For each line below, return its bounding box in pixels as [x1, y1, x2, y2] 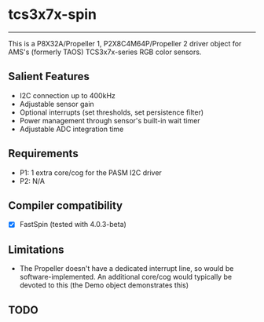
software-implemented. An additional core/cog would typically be [19, 273, 233, 282]
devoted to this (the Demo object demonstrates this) [19, 280, 189, 290]
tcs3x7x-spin [8, 5, 97, 24]
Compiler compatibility [8, 199, 123, 212]
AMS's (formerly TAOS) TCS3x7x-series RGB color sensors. [8, 47, 202, 57]
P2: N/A [19, 176, 46, 185]
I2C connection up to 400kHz [19, 90, 116, 100]
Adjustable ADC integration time [19, 124, 124, 134]
